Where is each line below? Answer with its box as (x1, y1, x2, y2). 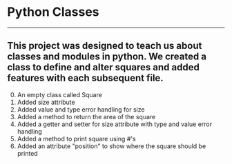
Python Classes (7, 4, 99, 20)
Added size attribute (17, 98, 75, 106)
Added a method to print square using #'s (17, 134, 136, 143)
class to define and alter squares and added (7, 61, 200, 73)
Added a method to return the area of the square (17, 112, 156, 121)
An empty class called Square (17, 90, 102, 99)
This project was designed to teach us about (7, 40, 202, 52)
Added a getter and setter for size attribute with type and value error (17, 120, 213, 128)
